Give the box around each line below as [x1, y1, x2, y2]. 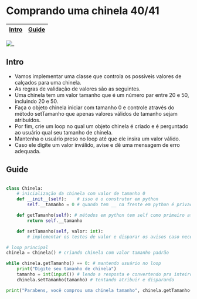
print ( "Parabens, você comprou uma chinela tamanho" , [6, 287, 141, 293]
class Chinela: [6, 185, 43, 192]
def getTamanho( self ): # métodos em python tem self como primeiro [16, 213, 185, 219]
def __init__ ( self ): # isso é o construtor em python [16, 196, 159, 202]
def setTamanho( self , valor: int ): [16, 228, 104, 234]
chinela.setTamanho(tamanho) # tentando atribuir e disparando [16, 277, 175, 283]
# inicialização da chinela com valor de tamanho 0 [16, 191, 145, 197]
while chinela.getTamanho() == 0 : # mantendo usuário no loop [6, 260, 161, 267]
